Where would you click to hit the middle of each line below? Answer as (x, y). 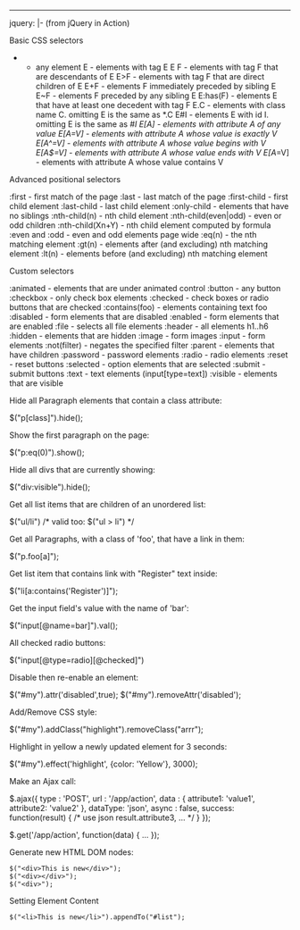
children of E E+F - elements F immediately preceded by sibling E (156, 86)
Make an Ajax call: (43, 781)
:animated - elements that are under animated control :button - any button (145, 288)
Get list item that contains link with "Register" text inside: (113, 574)
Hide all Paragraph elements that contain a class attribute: (116, 400)
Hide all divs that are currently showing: (83, 469)
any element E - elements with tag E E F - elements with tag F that (157, 67)
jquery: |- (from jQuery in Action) (70, 23)
